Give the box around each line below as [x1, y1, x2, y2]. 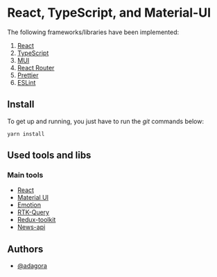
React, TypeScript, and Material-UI [7, 5, 211, 21]
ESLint [17, 78, 36, 86]
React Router [17, 63, 55, 72]
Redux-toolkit [17, 216, 56, 224]
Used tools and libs [7, 150, 92, 161]
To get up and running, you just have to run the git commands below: [7, 117, 205, 125]
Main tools [7, 171, 44, 180]
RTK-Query [17, 208, 50, 216]
